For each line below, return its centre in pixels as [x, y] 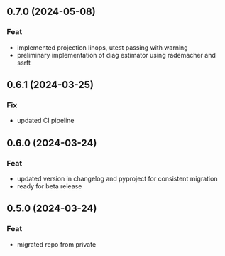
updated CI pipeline [46, 121]
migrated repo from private [56, 244]
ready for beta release [49, 186]
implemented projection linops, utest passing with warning [103, 47]
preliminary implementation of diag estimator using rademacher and [116, 55]
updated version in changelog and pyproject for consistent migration [117, 179]
